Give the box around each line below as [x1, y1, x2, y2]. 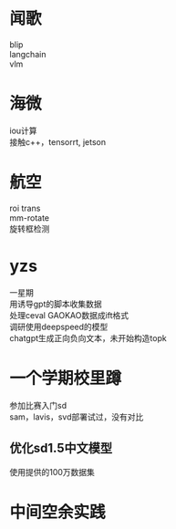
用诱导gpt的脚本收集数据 [9, 298, 102, 309]
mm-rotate [9, 212, 50, 223]
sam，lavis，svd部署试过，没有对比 [9, 411, 144, 422]
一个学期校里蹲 [9, 368, 122, 389]
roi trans [9, 202, 41, 213]
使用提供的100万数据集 [9, 466, 96, 477]
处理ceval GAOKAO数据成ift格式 [9, 309, 129, 320]
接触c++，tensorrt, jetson [9, 136, 107, 147]
